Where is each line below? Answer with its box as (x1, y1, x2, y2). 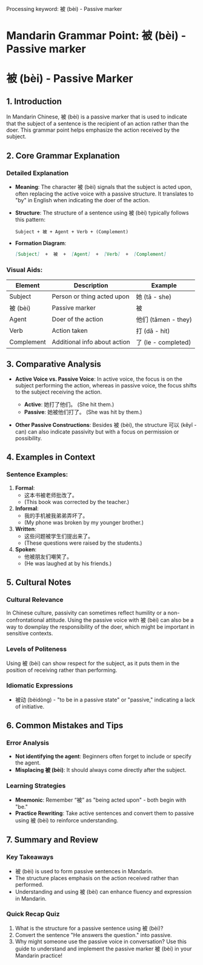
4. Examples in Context (6, 452, 96, 463)
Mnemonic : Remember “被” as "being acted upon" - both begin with (15, 796, 187, 803)
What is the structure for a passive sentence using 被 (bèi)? (15, 924, 164, 932)
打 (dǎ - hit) (136, 327, 170, 335)
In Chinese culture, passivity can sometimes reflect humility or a (6, 609, 167, 616)
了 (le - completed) (136, 338, 191, 347)
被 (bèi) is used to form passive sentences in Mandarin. (15, 867, 153, 875)
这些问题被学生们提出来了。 (24, 532, 94, 539)
